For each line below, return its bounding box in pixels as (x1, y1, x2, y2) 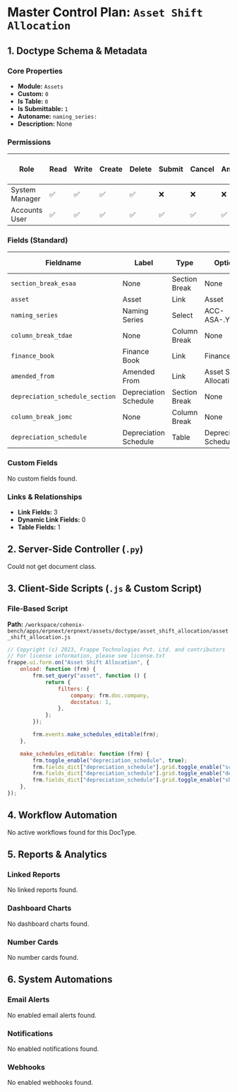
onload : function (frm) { (20, 666, 97, 673)
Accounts (11, 206, 43, 216)
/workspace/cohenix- (24, 621, 85, 628)
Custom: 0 (17, 89, 49, 98)
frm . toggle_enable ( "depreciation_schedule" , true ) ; (32, 757, 188, 764)
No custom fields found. (7, 474, 78, 483)
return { (44, 679, 71, 686)
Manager (11, 194, 41, 204)
